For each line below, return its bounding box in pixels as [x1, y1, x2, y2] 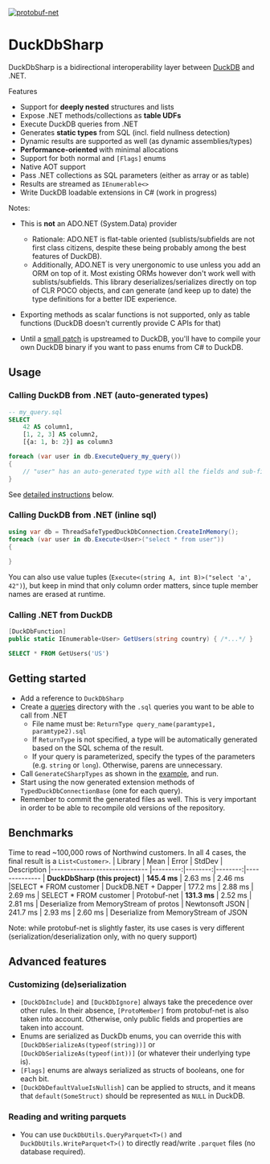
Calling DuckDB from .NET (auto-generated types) [8, 390, 209, 401]
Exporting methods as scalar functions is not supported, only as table [19, 310, 251, 319]
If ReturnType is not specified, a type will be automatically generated [31, 734, 258, 744]
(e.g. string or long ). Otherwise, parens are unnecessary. [31, 760, 223, 770]
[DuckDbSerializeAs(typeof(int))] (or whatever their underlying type [19, 1048, 251, 1058]
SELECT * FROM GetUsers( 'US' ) [8, 650, 110, 658]
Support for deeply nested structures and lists [19, 101, 174, 112]
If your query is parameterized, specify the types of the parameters [31, 751, 256, 761]
